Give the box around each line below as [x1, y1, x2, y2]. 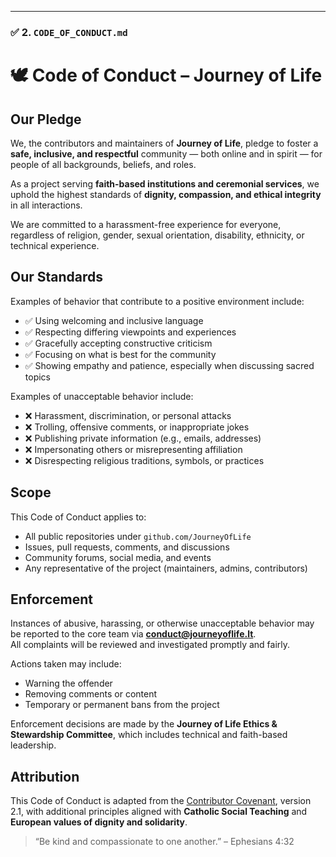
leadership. [10, 739, 57, 751]
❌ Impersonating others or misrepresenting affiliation [24, 443, 243, 455]
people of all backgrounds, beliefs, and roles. [10, 158, 197, 170]
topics [24, 371, 51, 383]
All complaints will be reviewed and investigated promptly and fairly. [10, 639, 291, 651]
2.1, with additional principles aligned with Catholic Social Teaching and [10, 806, 308, 818]
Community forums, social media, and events [24, 551, 212, 563]
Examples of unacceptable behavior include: [10, 390, 194, 402]
